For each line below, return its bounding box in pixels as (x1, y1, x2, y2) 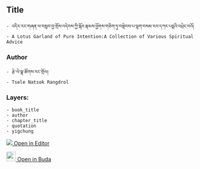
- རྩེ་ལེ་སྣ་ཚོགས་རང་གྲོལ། (6, 69, 48, 75)
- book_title (6, 107, 39, 113)
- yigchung (6, 128, 34, 134)
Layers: (6, 94, 29, 102)
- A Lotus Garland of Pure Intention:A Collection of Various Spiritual (6, 33, 194, 40)
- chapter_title (6, 118, 47, 124)
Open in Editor (13, 140, 50, 147)
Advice (6, 39, 23, 45)
